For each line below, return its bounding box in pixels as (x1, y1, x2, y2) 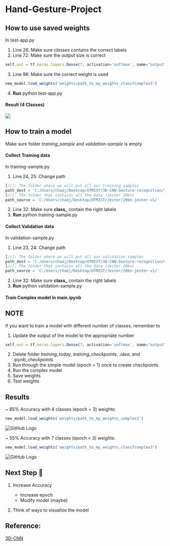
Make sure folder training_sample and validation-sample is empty (5, 141, 143, 147)
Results (5, 393, 30, 401)
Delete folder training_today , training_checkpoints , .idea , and (12, 351, 140, 357)
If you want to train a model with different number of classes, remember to (5, 322, 160, 328)
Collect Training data (5, 152, 51, 158)
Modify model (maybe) (20, 497, 68, 503)
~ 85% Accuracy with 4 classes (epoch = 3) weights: (5, 406, 116, 412)
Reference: (5, 522, 41, 530)
